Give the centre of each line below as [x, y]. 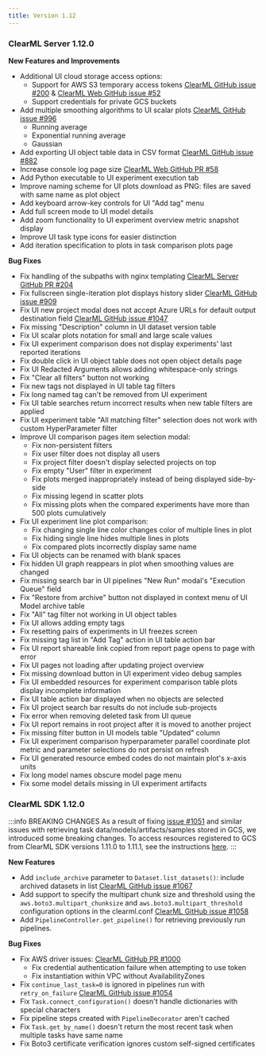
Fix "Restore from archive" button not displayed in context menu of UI [133, 597]
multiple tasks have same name [71, 1035]
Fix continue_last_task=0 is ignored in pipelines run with [112, 984]
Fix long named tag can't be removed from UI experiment [114, 394]
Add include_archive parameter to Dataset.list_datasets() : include [132, 878]
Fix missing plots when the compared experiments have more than [141, 504]
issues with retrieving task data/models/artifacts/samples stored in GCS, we [132, 830]
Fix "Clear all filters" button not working [84, 377]
